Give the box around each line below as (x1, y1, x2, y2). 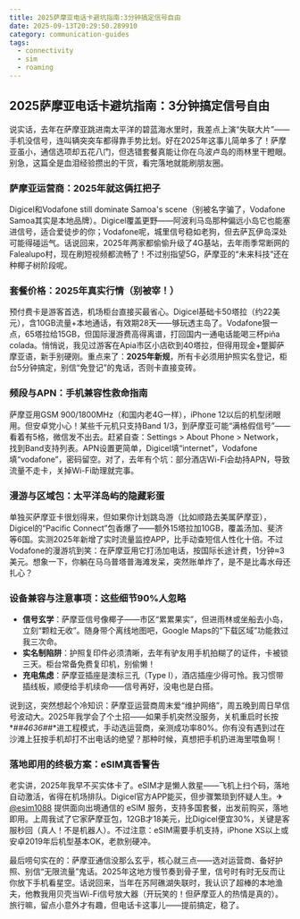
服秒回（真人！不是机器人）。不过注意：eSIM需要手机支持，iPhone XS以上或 (9, 825, 289, 836)
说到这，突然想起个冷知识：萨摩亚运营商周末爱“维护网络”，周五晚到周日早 (9, 700, 283, 711)
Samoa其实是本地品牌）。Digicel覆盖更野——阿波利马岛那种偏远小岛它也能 (9, 215, 283, 225)
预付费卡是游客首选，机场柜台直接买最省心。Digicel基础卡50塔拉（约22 (9, 306, 273, 318)
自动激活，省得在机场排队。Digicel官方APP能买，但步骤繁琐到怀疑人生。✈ (9, 791, 284, 802)
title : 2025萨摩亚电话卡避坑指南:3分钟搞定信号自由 (9, 13, 181, 22)
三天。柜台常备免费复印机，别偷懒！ (21, 659, 156, 669)
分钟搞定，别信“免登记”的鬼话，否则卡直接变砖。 (21, 362, 201, 373)
